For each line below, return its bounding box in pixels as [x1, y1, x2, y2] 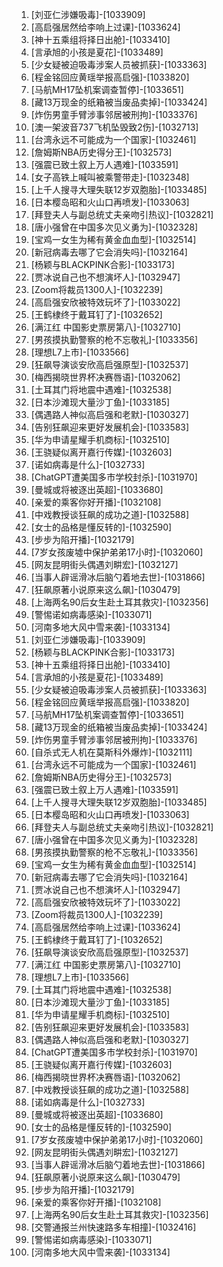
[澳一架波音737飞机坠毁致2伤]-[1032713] [30, 121, 199, 133]
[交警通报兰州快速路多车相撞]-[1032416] [30, 1221, 197, 1233]
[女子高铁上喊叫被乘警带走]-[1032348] [30, 171, 190, 183]
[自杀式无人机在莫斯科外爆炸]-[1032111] [30, 746, 193, 758]
